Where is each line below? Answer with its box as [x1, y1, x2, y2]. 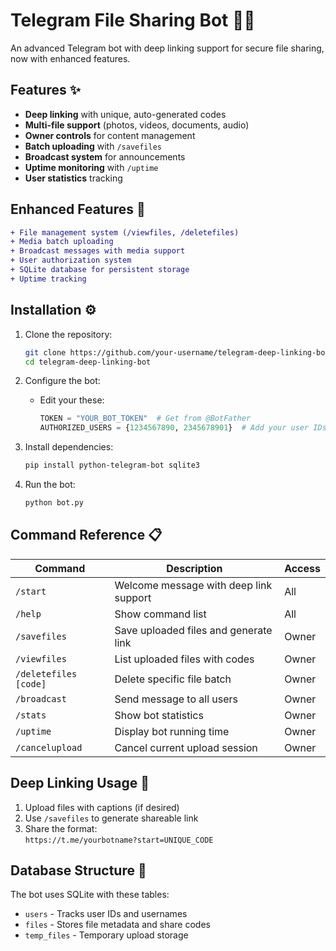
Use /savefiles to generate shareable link [24, 812, 199, 824]
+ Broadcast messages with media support [10, 246, 186, 256]
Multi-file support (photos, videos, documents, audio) [24, 119, 250, 131]
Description [166, 561, 223, 575]
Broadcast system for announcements [24, 150, 186, 163]
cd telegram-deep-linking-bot [24, 357, 152, 367]
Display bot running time [114, 724, 230, 738]
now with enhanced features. [10, 52, 131, 64]
